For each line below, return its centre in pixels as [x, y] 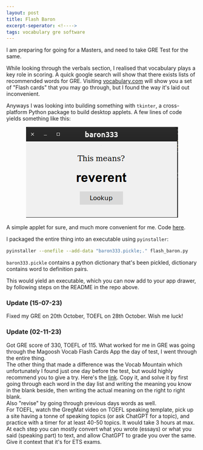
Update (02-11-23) [34, 332]
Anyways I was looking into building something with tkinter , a [84, 106]
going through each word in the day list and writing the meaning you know [99, 384]
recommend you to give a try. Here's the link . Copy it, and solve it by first [97, 377]
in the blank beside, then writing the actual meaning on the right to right [96, 390]
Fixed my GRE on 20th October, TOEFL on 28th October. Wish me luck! [95, 316]
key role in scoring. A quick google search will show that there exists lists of [101, 75]
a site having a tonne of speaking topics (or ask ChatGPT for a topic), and [98, 416]
